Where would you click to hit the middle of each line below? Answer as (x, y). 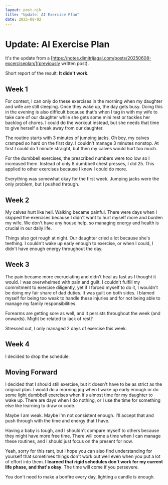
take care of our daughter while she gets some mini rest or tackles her (78, 117)
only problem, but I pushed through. (42, 184)
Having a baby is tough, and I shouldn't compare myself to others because (82, 431)
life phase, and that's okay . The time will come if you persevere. (72, 467)
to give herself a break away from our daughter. (54, 128)
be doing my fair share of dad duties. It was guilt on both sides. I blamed (80, 292)
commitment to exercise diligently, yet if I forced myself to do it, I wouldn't (81, 287)
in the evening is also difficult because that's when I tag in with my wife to (81, 112)
